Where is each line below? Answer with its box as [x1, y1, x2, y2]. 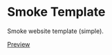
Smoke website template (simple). [7, 27, 104, 35]
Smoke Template [7, 4, 106, 20]
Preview [7, 40, 30, 48]
